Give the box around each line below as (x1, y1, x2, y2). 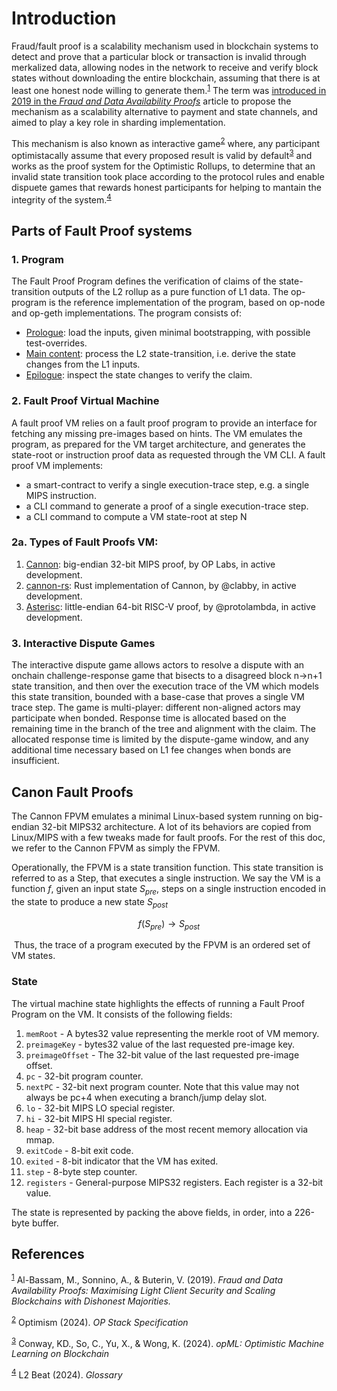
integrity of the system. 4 (11, 192, 112, 206)
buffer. (31, 1217, 59, 1229)
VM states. (11, 950, 56, 962)
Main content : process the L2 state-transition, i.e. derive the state (25, 348, 296, 360)
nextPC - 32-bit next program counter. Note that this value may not (25, 1080, 300, 1092)
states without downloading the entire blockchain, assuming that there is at (11, 72, 321, 84)
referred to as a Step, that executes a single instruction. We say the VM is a (11, 872, 321, 884)
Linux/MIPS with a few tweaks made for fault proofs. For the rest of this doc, (11, 831, 326, 843)
